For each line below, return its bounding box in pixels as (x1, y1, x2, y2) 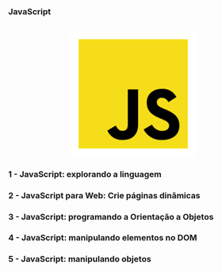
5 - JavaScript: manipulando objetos (8, 254, 152, 265)
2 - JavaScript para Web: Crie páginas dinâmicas (8, 190, 201, 201)
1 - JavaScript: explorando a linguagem (8, 168, 163, 179)
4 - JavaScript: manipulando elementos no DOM (8, 232, 197, 243)
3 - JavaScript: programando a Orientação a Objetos (8, 211, 214, 222)
